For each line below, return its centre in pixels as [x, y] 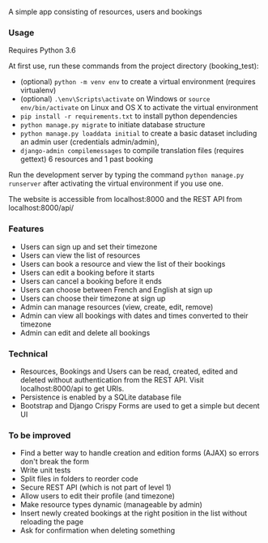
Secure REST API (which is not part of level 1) [96, 487]
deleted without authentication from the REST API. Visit [112, 379]
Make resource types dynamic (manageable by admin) [111, 505]
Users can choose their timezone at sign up [93, 298]
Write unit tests [45, 470]
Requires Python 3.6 [42, 50]
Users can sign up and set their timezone [89, 246]
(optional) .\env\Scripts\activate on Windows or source [115, 99]
